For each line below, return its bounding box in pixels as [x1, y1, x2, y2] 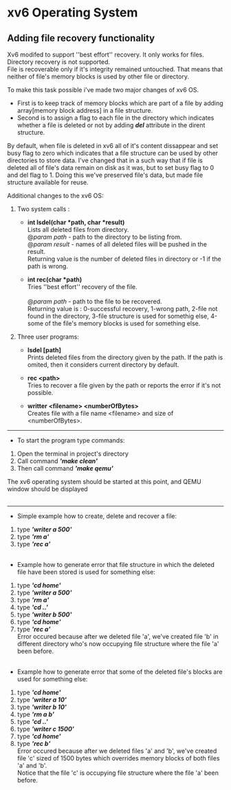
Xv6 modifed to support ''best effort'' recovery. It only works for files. [7, 50, 204, 58]
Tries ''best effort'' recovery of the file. [27, 283, 137, 290]
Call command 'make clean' [16, 457, 98, 465]
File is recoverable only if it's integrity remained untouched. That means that [7, 65, 223, 73]
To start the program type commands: [16, 436, 125, 445]
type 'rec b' [16, 740, 51, 747]
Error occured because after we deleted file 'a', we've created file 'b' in [16, 632, 219, 641]
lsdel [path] [27, 346, 62, 354]
